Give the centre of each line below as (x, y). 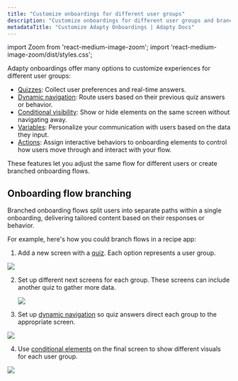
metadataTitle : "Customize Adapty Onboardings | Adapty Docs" (101, 27)
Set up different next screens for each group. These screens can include (124, 280)
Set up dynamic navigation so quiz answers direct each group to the (117, 314)
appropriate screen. (46, 322)
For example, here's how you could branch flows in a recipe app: (102, 239)
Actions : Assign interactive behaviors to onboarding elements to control (122, 142)
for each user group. (47, 357)
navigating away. (42, 120)
